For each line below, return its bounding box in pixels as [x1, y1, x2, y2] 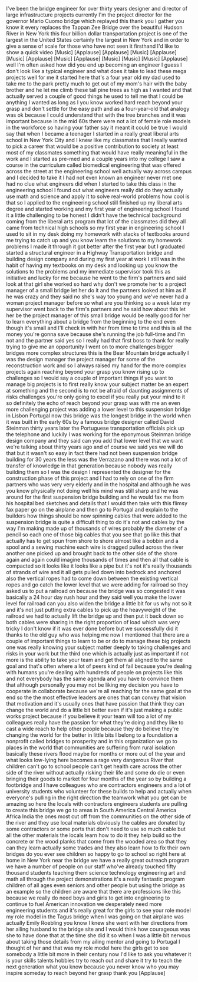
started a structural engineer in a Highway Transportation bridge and [6, 249, 173, 256]
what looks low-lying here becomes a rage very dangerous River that [6, 757, 174, 763]
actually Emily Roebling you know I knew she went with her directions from [6, 920, 187, 926]
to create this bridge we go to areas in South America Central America [6, 807, 177, 813]
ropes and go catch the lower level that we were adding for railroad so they [6, 581, 189, 588]
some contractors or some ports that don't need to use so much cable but [6, 825, 186, 832]
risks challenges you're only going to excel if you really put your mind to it [6, 393, 186, 400]
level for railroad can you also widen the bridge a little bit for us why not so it [6, 600, 192, 607]
